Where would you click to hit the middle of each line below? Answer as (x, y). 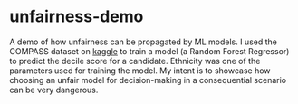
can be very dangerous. (54, 90)
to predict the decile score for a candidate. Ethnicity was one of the (135, 61)
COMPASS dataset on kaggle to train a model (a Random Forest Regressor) (149, 51)
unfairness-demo (77, 17)
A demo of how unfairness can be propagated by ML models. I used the (144, 42)
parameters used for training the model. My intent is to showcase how (140, 71)
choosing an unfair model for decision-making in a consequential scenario (148, 80)
